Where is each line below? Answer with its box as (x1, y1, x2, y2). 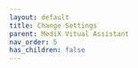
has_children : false (9, 46, 86, 55)
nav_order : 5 (9, 37, 58, 47)
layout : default (9, 12, 69, 22)
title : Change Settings (9, 21, 98, 30)
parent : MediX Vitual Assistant (9, 29, 129, 38)
